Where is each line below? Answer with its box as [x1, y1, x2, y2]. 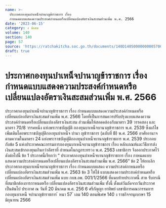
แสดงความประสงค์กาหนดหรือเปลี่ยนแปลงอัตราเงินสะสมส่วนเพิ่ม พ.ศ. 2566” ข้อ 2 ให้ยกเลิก [5, 158, 155, 164]
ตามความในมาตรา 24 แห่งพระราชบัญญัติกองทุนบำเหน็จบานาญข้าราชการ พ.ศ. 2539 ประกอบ [5, 136, 157, 142]
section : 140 [5, 35, 32, 40]
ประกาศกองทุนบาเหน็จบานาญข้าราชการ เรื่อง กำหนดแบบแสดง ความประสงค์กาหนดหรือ [5, 164, 145, 169]
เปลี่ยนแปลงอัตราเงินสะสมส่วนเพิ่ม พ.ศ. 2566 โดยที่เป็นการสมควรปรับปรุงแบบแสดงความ [5, 114, 151, 120]
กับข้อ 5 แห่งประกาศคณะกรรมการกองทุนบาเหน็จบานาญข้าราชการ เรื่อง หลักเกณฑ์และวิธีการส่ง [5, 141, 157, 147]
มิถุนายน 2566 [5, 197, 31, 203]
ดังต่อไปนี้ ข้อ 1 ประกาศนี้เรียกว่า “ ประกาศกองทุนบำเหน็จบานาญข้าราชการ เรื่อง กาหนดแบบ [5, 153, 152, 159]
